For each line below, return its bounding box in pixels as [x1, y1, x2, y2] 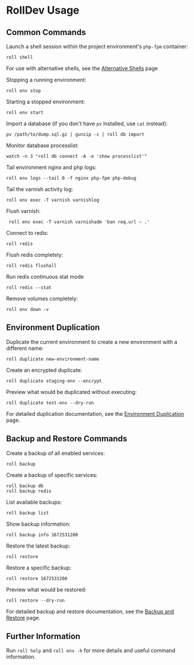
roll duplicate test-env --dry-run [6, 400, 94, 406]
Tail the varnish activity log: [6, 186, 74, 193]
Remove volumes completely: [6, 295, 78, 302]
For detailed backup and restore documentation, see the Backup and [6, 607, 174, 615]
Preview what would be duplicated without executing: [6, 388, 137, 395]
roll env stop [6, 88, 42, 94]
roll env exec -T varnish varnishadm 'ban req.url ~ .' [8, 219, 150, 225]
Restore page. [6, 614, 40, 621]
